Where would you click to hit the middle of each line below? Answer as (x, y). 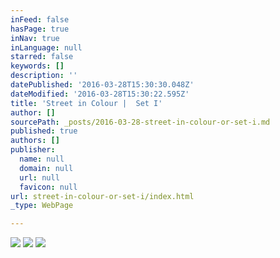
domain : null (46, 168)
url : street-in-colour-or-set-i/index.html (102, 196)
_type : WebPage (42, 206)
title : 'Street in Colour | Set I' (86, 103)
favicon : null (48, 187)
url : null (39, 177)
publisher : (33, 150)
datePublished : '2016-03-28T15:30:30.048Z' (102, 85)
